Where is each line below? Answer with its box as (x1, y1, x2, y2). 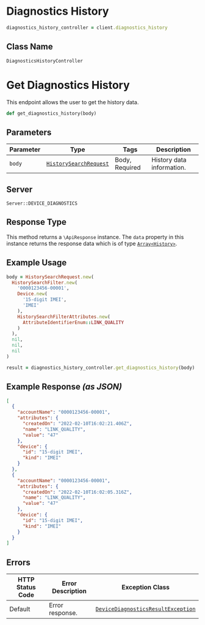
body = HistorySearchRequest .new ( (6, 274, 95, 280)
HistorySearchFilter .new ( (12, 279, 78, 286)
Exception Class (121, 583, 170, 592)
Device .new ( (17, 291, 48, 297)
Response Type (6, 217, 67, 227)
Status (16, 583, 37, 592)
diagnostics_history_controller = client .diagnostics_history (6, 25, 168, 31)
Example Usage (6, 257, 67, 268)
